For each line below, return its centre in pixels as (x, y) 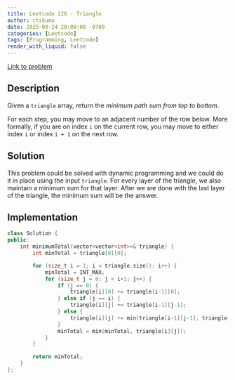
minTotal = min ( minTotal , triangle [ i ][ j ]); (122, 331)
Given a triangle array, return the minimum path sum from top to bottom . (113, 105)
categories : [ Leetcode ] (42, 33)
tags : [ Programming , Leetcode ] (53, 40)
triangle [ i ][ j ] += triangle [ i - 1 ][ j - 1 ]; (128, 305)
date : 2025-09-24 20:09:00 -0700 (56, 27)
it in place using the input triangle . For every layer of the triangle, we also (114, 181)
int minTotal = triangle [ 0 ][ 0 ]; (80, 254)
